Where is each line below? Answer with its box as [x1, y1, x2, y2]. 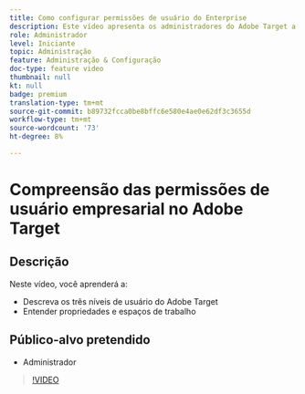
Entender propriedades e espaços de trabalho [22, 306, 196, 316]
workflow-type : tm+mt [9, 115, 92, 124]
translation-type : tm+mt [9, 98, 104, 108]
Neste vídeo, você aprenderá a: [9, 278, 128, 289]
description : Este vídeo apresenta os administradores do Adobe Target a [9, 22, 297, 31]
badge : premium [9, 89, 68, 98]
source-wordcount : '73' [9, 124, 100, 133]
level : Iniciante [9, 38, 76, 48]
